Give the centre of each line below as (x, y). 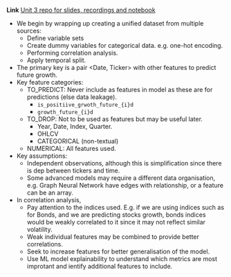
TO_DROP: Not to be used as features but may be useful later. (115, 119)
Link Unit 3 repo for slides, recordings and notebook (81, 10)
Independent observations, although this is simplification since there (124, 163)
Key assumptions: (42, 156)
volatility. (39, 229)
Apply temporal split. (56, 60)
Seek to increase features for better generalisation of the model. (118, 251)
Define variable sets (55, 38)
